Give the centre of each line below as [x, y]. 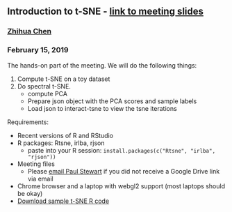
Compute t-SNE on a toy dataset [64, 79]
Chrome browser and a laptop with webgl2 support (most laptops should [121, 186]
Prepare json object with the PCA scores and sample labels [112, 101]
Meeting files [36, 164]
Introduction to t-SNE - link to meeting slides [105, 12]
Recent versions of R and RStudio [65, 135]
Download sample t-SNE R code [63, 201]
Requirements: [28, 122]
